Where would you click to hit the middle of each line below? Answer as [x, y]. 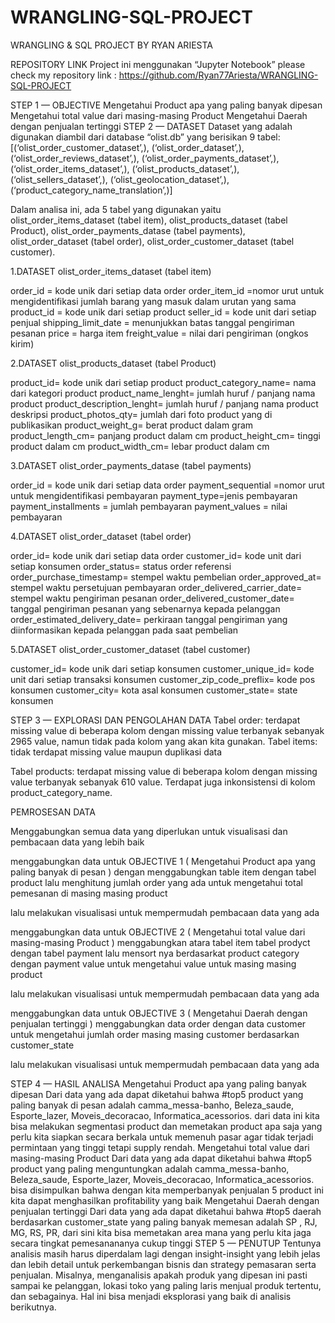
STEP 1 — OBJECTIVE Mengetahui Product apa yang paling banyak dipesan [166, 105]
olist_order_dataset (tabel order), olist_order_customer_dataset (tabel [152, 241]
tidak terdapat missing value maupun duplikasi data [116, 752]
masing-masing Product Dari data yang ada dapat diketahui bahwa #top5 [161, 1158]
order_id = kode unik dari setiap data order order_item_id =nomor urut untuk [167, 290]
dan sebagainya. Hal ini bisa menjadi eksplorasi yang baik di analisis [151, 1296]
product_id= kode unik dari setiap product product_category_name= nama [163, 382]
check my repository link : [63, 75]
